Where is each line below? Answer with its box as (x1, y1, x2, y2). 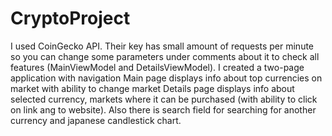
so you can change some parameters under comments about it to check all (10, 50, 320, 62)
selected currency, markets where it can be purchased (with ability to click (10, 93, 318, 105)
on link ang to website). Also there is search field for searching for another (10, 103, 317, 116)
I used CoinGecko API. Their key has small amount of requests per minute (10, 40, 315, 52)
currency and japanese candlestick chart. (10, 114, 182, 126)
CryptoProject (10, 7, 131, 30)
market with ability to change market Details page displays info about (10, 82, 295, 94)
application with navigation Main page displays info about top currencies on (10, 72, 323, 84)
